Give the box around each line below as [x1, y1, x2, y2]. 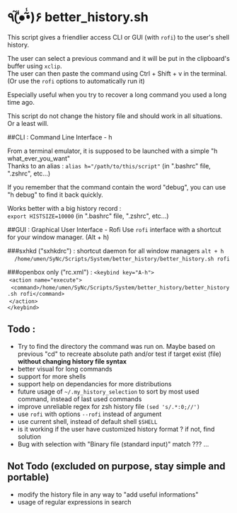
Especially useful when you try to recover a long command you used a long [7, 90, 227, 99]
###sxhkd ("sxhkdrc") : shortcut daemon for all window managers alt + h [7, 246, 224, 255]
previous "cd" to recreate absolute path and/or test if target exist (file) [17, 350, 221, 358]
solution [17, 432, 41, 441]
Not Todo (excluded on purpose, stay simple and [7, 461, 226, 473]
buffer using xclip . [7, 62, 62, 70]
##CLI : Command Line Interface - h [7, 132, 112, 142]
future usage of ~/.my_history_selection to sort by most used [17, 387, 200, 396]
